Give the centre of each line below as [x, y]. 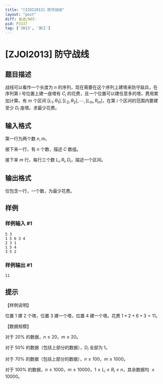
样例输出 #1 [19, 265]
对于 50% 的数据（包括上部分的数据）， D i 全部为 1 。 [58, 348]
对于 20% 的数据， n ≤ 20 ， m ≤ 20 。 [43, 337]
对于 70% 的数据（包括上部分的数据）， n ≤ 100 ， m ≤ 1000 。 [67, 359]
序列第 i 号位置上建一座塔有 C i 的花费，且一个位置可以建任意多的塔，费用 [80, 94]
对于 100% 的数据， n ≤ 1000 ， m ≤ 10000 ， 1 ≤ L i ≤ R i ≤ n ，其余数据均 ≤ [80, 370]
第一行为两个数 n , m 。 [27, 139]
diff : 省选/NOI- [21, 19]
